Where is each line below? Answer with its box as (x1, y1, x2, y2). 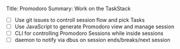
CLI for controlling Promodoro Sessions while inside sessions (14, 30, 163, 37)
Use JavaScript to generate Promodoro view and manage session (14, 23, 175, 30)
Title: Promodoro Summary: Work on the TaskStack (6, 5, 131, 12)
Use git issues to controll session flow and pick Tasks (14, 17, 145, 23)
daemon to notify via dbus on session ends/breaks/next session (14, 37, 171, 44)
